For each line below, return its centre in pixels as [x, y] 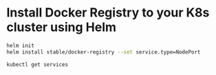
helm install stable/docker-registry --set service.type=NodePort [104, 52]
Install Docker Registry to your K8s [108, 13]
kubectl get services [37, 64]
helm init [21, 45]
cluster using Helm [62, 27]
